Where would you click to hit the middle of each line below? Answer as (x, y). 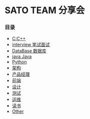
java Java (22, 56)
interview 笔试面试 (31, 45)
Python (19, 62)
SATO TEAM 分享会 (45, 10)
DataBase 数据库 (29, 51)
